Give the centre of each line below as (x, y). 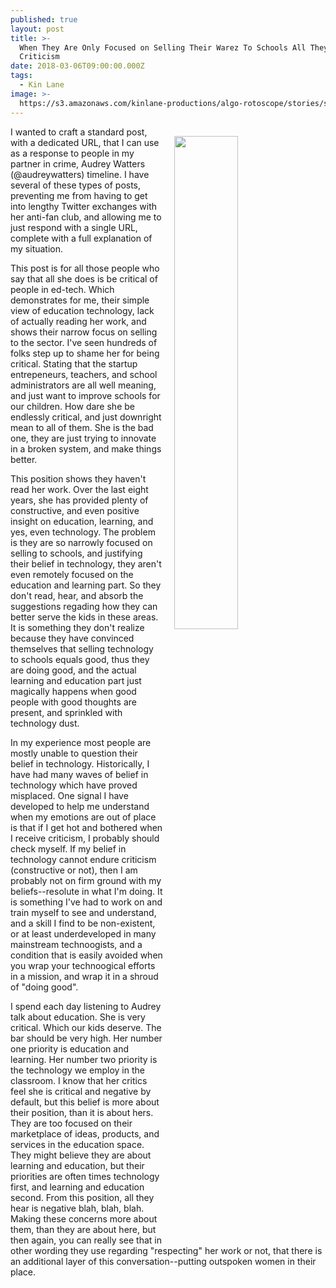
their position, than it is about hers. (82, 1112)
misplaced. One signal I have (69, 795)
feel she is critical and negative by (81, 1091)
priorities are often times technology (85, 1176)
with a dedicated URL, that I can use (85, 142)
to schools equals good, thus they (80, 659)
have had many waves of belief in (79, 774)
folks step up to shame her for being (85, 353)
